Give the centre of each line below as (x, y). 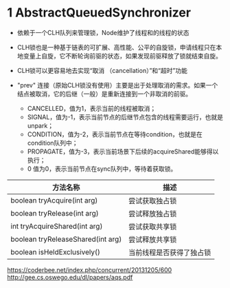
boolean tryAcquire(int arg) (54, 200)
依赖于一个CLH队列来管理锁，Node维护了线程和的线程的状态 (103, 32)
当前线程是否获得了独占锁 (170, 252)
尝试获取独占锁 (152, 200)
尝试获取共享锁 (152, 227)
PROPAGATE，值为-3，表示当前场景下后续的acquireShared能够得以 (123, 151)
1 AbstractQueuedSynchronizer (99, 13)
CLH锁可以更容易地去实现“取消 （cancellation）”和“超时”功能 (102, 70)
